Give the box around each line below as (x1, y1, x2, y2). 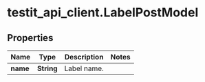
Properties (7, 32, 54, 44)
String (36, 64, 58, 73)
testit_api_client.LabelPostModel (7, 5, 199, 20)
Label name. (64, 64, 105, 73)
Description (64, 53, 104, 61)
